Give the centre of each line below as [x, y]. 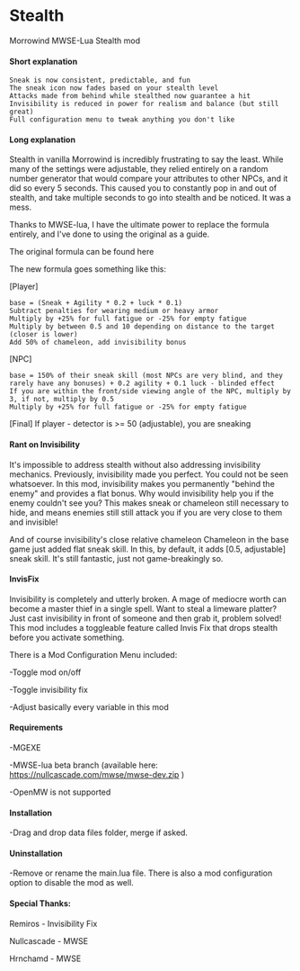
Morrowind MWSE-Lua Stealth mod [75, 40]
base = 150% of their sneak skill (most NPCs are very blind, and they [146, 376]
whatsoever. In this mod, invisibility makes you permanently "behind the [142, 483]
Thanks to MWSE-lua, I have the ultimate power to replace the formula [139, 225]
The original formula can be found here [82, 252]
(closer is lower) [44, 335]
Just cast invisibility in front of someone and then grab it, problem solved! [146, 618]
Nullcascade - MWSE [49, 940]
